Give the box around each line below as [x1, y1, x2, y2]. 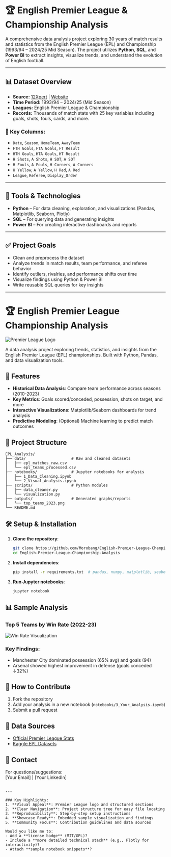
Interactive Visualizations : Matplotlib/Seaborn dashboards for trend [12, 407, 157, 413]
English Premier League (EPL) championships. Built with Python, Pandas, [5, 352, 158, 358]
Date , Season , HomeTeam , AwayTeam [12, 140, 80, 146]
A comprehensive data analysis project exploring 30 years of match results [5, 36, 163, 42]
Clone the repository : [12, 536, 59, 542]
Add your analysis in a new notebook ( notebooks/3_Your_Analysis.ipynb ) [12, 702, 165, 708]
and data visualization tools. [5, 357, 64, 363]
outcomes [12, 423, 34, 429]
